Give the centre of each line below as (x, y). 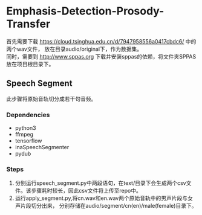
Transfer (28, 24)
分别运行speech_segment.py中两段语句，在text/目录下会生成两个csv (100, 183)
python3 (25, 128)
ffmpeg (24, 135)
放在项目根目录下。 (30, 64)
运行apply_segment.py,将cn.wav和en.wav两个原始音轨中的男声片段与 (101, 198)
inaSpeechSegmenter (42, 147)
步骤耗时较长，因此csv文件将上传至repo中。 (86, 191)
